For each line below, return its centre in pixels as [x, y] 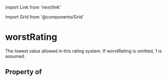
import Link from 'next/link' [33, 7]
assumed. [15, 56]
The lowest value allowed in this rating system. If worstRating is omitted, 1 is [83, 51]
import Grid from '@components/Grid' [45, 17]
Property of [24, 72]
